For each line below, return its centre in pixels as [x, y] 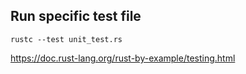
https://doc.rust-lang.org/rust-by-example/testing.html [123, 58]
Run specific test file [76, 16]
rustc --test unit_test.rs [66, 39]
